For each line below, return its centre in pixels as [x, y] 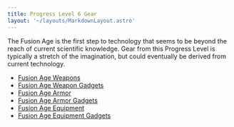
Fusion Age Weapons [49, 77]
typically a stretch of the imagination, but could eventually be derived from [117, 56]
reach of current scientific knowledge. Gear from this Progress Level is [111, 49]
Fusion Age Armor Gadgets [58, 100]
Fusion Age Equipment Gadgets [64, 116]
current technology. [36, 63]
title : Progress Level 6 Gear [52, 14]
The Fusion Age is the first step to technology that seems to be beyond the [117, 41]
